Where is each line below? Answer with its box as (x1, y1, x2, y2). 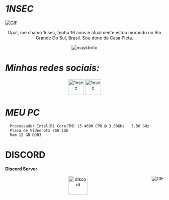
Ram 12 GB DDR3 (10, 132, 42, 138)
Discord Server (5, 166, 38, 172)
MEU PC (5, 107, 40, 118)
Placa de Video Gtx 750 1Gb (10, 128, 69, 133)
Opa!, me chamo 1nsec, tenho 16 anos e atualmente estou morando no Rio (8, 29, 161, 35)
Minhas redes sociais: (5, 62, 100, 74)
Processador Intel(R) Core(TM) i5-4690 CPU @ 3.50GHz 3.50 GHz (10, 123, 150, 128)
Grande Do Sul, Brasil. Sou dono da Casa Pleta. (36, 35, 133, 41)
